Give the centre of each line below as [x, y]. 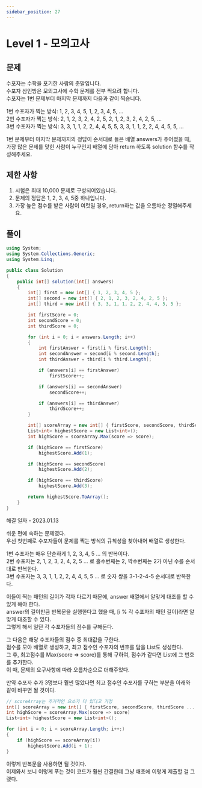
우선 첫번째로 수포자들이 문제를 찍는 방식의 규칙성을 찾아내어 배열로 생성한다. [96, 541]
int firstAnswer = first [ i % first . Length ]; [95, 348]
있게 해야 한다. [23, 604]
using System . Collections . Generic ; [51, 254]
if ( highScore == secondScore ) [67, 464]
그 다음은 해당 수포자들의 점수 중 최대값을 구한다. [63, 639]
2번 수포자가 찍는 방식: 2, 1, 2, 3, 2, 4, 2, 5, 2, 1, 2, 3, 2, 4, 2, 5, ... [84, 119]
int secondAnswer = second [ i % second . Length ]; [99, 354]
